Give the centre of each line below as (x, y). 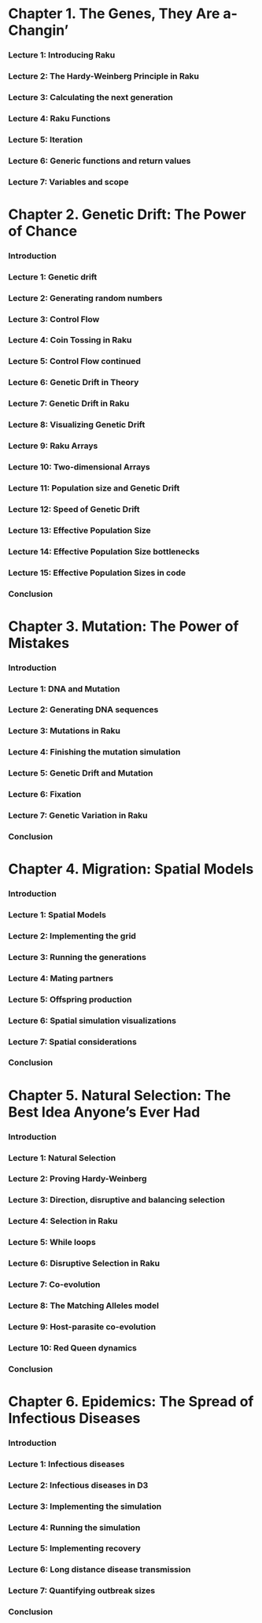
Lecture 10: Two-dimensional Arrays (79, 467)
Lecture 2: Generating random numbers (85, 298)
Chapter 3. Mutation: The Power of (124, 626)
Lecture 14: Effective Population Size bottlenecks (104, 551)
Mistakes (39, 643)
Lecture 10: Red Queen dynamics (73, 1347)
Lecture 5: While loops (52, 1243)
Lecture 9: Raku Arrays (53, 446)
